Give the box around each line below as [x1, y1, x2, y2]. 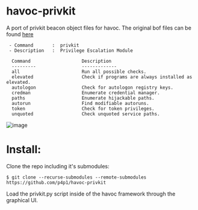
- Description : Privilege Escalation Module [8, 47, 134, 54]
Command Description [11, 58, 112, 64]
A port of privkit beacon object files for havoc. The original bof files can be [6, 24, 191, 31]
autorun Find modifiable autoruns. [11, 100, 149, 106]
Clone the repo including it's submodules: [6, 162, 110, 170]
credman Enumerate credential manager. [11, 89, 161, 96]
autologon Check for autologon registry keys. [11, 84, 173, 91]
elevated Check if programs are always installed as [11, 74, 193, 80]
